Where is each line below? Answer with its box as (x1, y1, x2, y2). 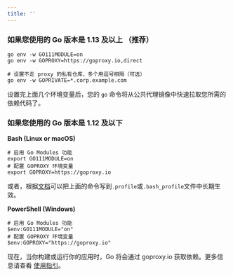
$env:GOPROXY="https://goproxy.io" (7, 240, 112, 247)
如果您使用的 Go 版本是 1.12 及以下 (7, 118, 123, 127)
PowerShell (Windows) (7, 205, 76, 214)
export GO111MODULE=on (7, 156, 74, 163)
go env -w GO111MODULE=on (7, 50, 83, 58)
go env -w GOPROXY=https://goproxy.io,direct (7, 57, 142, 64)
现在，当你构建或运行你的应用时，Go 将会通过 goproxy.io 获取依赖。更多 (7, 253, 218, 261)
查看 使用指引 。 (19, 261, 65, 270)
